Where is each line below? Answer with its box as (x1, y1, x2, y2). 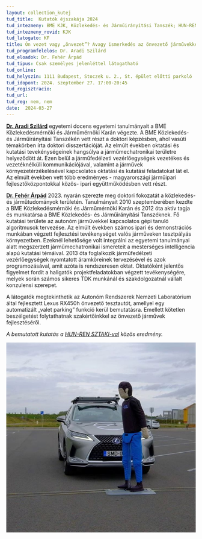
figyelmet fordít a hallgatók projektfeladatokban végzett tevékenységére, (6, 268, 186, 276)
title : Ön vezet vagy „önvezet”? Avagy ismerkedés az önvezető (6, 42, 168, 48)
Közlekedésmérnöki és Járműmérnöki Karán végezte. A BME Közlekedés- (6, 128, 189, 136)
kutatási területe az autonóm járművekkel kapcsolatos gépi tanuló (6, 217, 169, 224)
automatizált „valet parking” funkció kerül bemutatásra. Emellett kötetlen (6, 306, 185, 313)
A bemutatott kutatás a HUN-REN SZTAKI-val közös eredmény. (6, 330, 164, 338)
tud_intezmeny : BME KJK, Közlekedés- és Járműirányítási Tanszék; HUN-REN (6, 22, 198, 28)
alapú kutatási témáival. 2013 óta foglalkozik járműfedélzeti (6, 249, 152, 256)
